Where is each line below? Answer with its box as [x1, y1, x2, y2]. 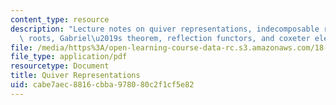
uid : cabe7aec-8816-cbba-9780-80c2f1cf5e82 [10, 80, 195, 90]
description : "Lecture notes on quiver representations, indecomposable [10, 24, 320, 34]
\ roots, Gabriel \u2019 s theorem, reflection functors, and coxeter [19, 33, 311, 43]
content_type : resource [10, 14, 110, 25]
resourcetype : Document [10, 61, 110, 71]
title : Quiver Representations [10, 71, 141, 81]
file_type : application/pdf [10, 52, 128, 62]
